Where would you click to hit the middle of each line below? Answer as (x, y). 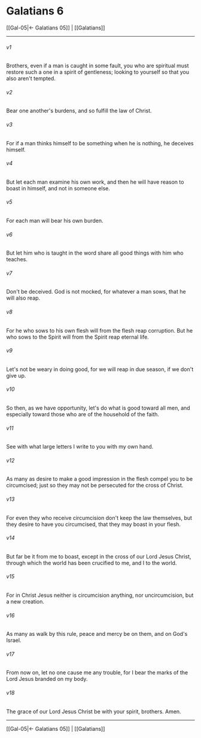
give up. (16, 375)
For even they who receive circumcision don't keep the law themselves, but (99, 518)
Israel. (14, 640)
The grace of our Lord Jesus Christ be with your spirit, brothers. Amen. (94, 711)
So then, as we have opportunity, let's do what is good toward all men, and (98, 408)
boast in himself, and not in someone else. (58, 188)
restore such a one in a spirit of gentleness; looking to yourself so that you (98, 72)
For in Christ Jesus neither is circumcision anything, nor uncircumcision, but (100, 595)
